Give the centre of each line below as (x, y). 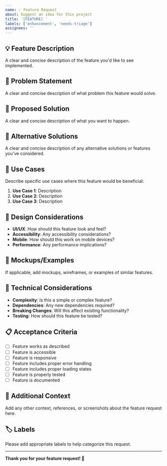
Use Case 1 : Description (37, 191)
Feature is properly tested (39, 374)
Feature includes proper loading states (52, 369)
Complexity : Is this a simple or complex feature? (62, 300)
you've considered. (25, 154)
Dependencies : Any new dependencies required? (63, 305)
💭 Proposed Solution (37, 109)
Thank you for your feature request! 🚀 (45, 458)
